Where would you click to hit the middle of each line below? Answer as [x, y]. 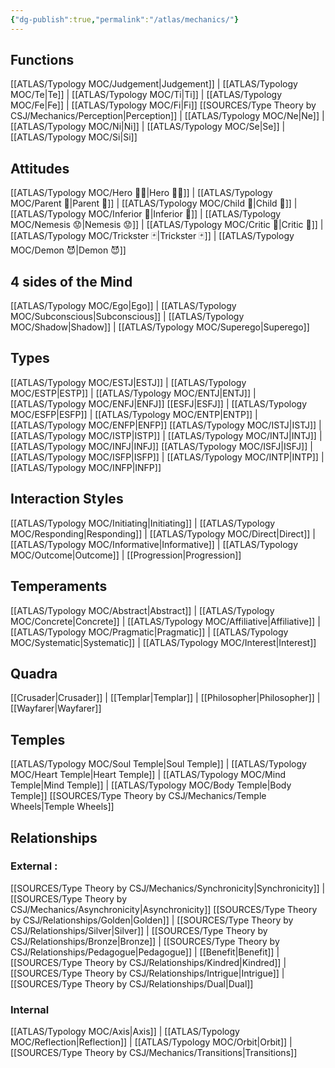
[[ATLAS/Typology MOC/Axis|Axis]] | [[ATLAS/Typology [125, 1032]
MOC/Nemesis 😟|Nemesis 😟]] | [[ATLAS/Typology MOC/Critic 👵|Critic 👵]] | [167, 225]
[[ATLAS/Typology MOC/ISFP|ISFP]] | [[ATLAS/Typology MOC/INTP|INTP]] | [167, 457]
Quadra [34, 673]
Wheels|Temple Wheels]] [62, 807]
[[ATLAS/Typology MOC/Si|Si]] [74, 137]
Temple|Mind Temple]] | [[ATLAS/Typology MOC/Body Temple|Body [151, 785]
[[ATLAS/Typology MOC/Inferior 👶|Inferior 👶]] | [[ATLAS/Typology [146, 214]
